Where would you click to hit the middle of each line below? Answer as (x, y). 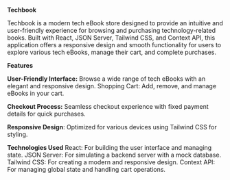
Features (20, 65)
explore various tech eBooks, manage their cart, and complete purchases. (112, 52)
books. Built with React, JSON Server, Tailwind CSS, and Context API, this (111, 38)
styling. (18, 134)
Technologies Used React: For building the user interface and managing (110, 147)
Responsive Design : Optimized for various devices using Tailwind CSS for (112, 127)
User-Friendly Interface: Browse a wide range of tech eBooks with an (106, 79)
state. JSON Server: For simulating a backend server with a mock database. (114, 155)
